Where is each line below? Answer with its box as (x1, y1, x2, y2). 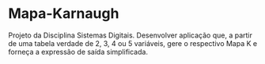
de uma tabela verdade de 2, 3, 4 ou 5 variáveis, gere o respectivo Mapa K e (8, 38, 258, 48)
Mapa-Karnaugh (8, 5, 119, 23)
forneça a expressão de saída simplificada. (8, 47, 149, 56)
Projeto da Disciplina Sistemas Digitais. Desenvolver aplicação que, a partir (8, 30, 253, 40)
